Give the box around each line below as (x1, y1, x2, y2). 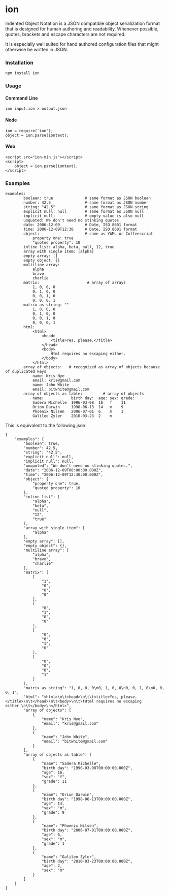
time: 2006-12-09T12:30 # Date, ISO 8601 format (23, 227, 138, 232)
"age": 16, (41, 770, 65, 775)
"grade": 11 (41, 779, 67, 784)
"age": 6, (41, 832, 62, 838)
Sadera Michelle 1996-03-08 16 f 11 (32, 400, 126, 405)
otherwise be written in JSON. (5, 46, 69, 52)
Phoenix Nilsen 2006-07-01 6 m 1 (32, 409, 124, 414)
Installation (5, 59, 34, 66)
